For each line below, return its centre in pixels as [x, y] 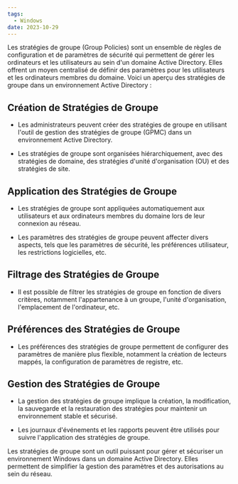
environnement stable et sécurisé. [67, 416]
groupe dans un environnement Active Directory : [80, 85]
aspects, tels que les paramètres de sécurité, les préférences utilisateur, [123, 245]
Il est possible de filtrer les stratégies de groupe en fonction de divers [119, 292]
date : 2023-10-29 [33, 27]
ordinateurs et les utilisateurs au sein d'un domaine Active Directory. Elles [115, 63]
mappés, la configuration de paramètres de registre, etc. [100, 362]
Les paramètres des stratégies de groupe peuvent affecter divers [113, 237]
